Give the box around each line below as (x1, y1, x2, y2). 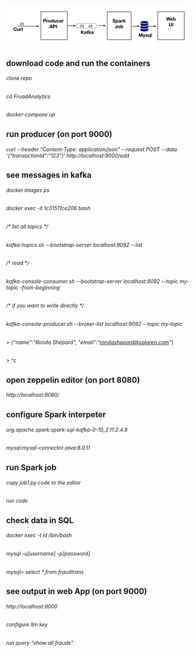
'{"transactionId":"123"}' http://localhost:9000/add (6, 152, 130, 159)
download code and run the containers (6, 58, 151, 68)
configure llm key (6, 621, 48, 628)
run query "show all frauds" (6, 639, 73, 646)
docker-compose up (6, 111, 56, 118)
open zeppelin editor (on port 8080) (6, 375, 140, 385)
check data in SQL (6, 515, 74, 525)
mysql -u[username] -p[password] (6, 550, 90, 557)
